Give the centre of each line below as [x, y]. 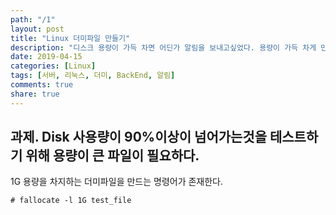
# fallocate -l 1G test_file [71, 201]
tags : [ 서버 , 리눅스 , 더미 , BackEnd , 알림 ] [93, 76]
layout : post [37, 29]
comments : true [42, 85]
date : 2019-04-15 [46, 57]
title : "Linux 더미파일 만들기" [70, 38]
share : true [35, 94]
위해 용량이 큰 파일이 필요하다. [112, 156]
